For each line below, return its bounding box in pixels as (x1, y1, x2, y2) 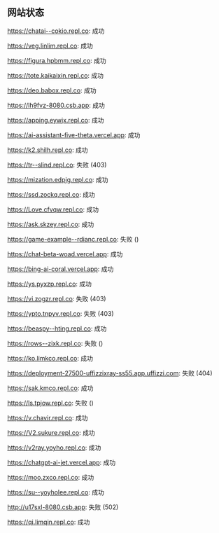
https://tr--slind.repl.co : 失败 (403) (7, 160, 107, 169)
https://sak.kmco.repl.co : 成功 (7, 384, 94, 392)
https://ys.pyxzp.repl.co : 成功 (7, 279, 92, 288)
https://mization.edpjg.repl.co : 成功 (7, 175, 108, 184)
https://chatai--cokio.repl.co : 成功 (7, 27, 105, 35)
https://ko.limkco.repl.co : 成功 (7, 354, 93, 362)
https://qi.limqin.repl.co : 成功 (7, 518, 90, 526)
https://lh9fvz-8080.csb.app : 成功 (7, 101, 105, 109)
